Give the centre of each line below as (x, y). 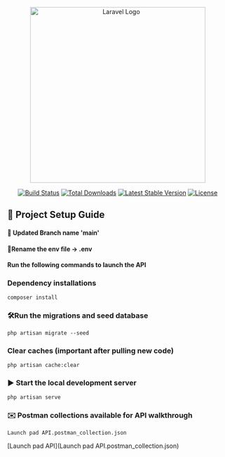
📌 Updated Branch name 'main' (53, 233)
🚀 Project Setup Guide (56, 215)
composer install (33, 298)
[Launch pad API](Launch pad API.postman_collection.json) (93, 446)
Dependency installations (52, 283)
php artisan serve (34, 397)
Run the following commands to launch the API (77, 265)
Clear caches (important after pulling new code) (90, 350)
